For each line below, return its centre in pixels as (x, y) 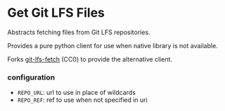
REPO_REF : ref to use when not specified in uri (82, 100)
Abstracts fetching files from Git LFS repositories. (79, 32)
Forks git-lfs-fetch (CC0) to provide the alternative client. (90, 59)
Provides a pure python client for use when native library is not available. (112, 45)
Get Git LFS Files (56, 13)
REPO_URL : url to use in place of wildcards (76, 93)
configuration (31, 77)
